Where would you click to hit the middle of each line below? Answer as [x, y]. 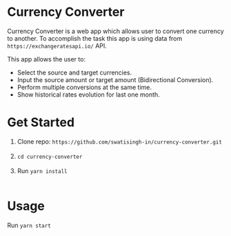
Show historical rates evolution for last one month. [88, 95]
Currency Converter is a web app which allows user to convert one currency [115, 31]
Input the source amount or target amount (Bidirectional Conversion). [115, 79]
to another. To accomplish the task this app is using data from [95, 38]
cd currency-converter [50, 157]
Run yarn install [42, 170]
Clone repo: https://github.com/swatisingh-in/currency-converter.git [120, 141]
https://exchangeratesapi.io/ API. [57, 46]
